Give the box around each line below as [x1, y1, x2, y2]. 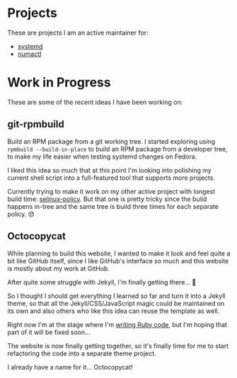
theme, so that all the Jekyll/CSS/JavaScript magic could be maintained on [7, 299, 225, 307]
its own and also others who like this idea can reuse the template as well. [7, 307, 220, 315]
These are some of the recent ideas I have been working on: [7, 98, 183, 106]
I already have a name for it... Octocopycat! [7, 362, 133, 371]
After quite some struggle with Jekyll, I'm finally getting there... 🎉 [7, 277, 197, 286]
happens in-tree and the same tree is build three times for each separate [7, 202, 219, 210]
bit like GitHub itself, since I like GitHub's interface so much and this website [7, 256, 229, 265]
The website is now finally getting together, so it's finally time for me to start [7, 341, 229, 350]
